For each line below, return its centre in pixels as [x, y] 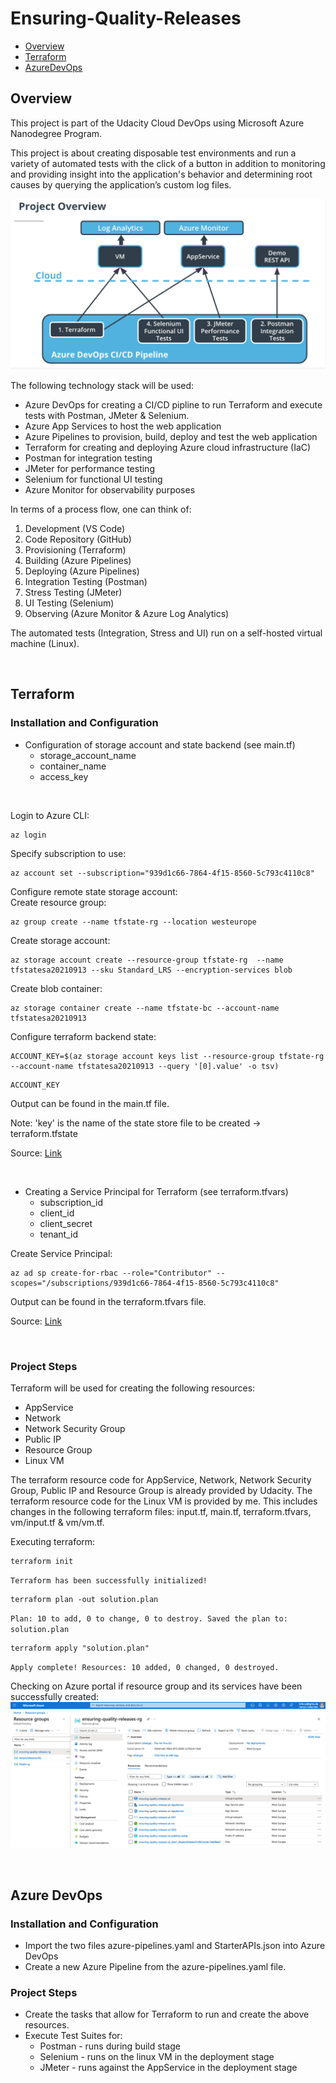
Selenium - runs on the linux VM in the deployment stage [157, 2057]
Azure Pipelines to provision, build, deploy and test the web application [171, 436]
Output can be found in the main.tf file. [90, 1103]
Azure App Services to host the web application [123, 426]
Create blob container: [56, 988]
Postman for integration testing [88, 458]
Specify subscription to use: [68, 853]
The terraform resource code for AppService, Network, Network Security [161, 1479]
